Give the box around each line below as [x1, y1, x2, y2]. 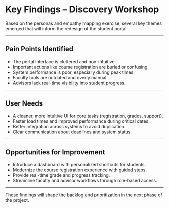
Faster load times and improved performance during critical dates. [12, 118, 150, 124]
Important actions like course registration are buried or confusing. [12, 64, 149, 70]
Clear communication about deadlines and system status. [12, 129, 132, 135]
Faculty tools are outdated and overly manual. [12, 74, 108, 80]
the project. [5, 197, 29, 203]
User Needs [5, 99, 43, 108]
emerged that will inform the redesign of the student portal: [5, 25, 128, 31]
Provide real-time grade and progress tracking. [12, 172, 110, 178]
